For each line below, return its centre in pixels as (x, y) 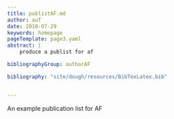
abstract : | (24, 45)
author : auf (24, 20)
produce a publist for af (57, 52)
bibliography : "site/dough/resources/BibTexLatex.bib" (87, 76)
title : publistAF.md (37, 13)
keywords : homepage (35, 33)
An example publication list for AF (55, 108)
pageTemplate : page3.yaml (44, 39)
